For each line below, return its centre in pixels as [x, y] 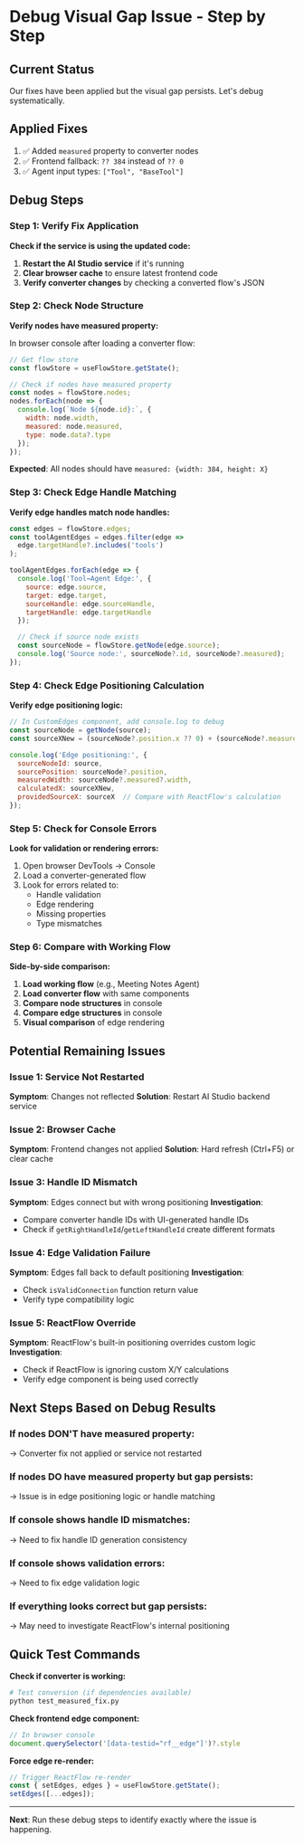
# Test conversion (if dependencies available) [101, 1693]
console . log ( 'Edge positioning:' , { [78, 755]
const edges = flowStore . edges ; [70, 528]
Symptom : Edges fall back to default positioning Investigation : [127, 1272]
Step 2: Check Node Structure [76, 306]
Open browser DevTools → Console [89, 866]
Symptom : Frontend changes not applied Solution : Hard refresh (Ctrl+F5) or [152, 1149]
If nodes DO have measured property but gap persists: [132, 1477]
